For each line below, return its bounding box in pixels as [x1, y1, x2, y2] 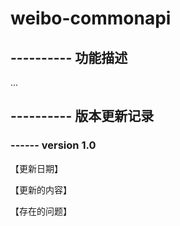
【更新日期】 [10, 162, 63, 174]
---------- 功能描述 [10, 49, 128, 66]
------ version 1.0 [10, 138, 97, 152]
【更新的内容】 [10, 183, 72, 196]
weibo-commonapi [10, 7, 172, 30]
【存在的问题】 [10, 205, 72, 217]
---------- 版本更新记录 [10, 108, 155, 125]
